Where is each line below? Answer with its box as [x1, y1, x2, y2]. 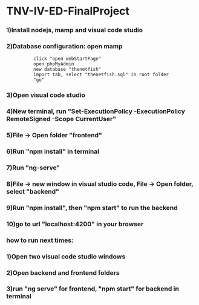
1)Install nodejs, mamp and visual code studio [6, 26, 143, 34]
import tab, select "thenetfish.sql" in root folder [33, 71, 169, 78]
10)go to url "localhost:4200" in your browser [6, 220, 144, 228]
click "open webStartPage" [33, 56, 102, 62]
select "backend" [6, 187, 59, 195]
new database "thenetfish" [33, 67, 102, 73]
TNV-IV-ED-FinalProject [6, 4, 130, 18]
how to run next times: [6, 236, 74, 244]
